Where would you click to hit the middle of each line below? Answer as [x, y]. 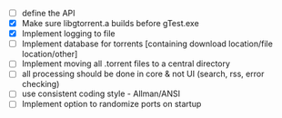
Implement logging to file [68, 34]
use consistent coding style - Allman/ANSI [101, 93]
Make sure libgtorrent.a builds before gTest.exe [110, 24]
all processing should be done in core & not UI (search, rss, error [143, 74]
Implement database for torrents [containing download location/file [147, 44]
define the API [48, 13]
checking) [40, 84]
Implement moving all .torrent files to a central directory [126, 64]
